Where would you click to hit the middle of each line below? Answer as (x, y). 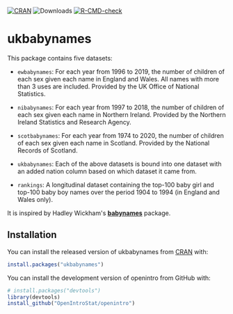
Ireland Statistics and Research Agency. (74, 122)
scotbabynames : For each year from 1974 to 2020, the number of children (120, 135)
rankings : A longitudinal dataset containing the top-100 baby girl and (115, 185)
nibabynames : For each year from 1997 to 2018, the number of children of (121, 107)
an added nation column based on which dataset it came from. (107, 171)
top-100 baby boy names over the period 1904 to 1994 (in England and (119, 192)
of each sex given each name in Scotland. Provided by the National (113, 143)
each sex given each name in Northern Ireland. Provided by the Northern (121, 114)
